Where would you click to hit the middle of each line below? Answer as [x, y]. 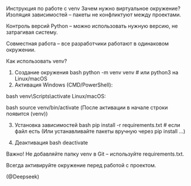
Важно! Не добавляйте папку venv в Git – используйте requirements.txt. [95, 154]
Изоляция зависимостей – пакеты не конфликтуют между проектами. [94, 15]
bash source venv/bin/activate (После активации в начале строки [87, 107]
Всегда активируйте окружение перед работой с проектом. [81, 165]
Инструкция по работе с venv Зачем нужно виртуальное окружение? [93, 8]
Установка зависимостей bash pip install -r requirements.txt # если [97, 125]
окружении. [21, 50]
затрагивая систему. [32, 32]
